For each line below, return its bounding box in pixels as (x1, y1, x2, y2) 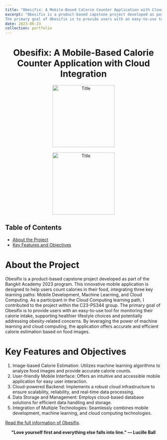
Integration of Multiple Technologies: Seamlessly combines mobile (12, 405, 149, 411)
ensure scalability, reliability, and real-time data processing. (12, 389, 135, 395)
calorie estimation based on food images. (5, 329, 90, 335)
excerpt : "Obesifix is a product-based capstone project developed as (5, 12, 155, 17)
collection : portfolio (5, 26, 52, 31)
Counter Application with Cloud (17, 58, 150, 69)
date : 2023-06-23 (5, 21, 41, 26)
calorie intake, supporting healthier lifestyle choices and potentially (5, 313, 143, 319)
